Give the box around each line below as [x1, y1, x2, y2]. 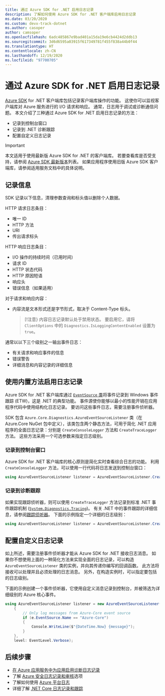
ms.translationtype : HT [5, 44, 54, 49]
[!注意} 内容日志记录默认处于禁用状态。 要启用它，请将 [24, 316, 135, 322]
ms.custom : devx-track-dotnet [5, 21, 67, 26]
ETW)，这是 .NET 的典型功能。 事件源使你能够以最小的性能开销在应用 [16, 398, 158, 404]
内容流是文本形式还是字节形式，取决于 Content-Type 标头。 [12, 306, 133, 312]
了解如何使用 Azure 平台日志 [12, 679, 70, 685]
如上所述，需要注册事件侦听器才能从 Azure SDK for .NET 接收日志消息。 [5, 550, 151, 556]
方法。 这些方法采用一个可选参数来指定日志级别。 [5, 433, 106, 439]
